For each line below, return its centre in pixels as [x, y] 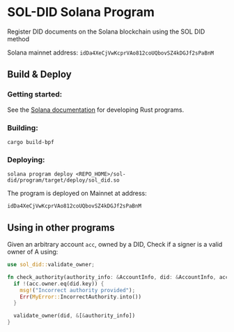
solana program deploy [40, 174]
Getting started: [35, 94]
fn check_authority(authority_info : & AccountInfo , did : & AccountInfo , [112, 277]
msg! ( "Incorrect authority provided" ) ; [78, 290]
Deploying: [26, 159]
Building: [23, 128]
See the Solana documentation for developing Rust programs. [96, 110]
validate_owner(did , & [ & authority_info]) [75, 316]
